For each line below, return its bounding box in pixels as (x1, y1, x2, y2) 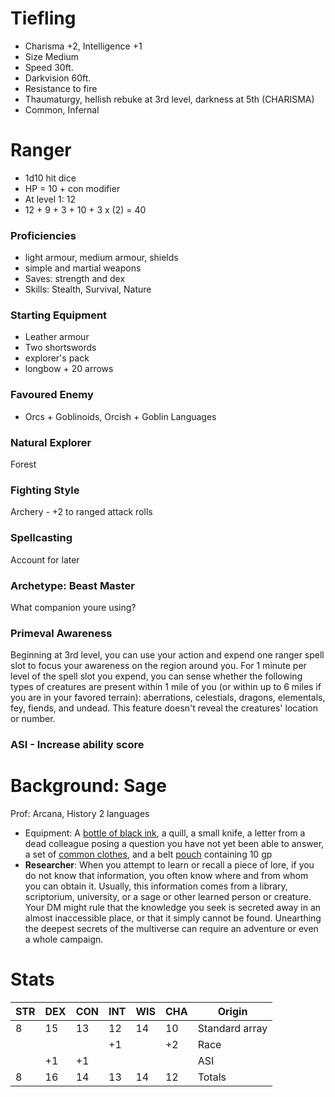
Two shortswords (24, 342, 97, 354)
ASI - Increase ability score (10, 738, 145, 752)
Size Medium (24, 50, 80, 62)
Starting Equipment (10, 308, 108, 322)
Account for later (10, 553, 80, 566)
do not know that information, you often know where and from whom (24, 870, 309, 882)
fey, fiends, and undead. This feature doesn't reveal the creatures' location (10, 702, 318, 714)
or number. (10, 713, 56, 725)
